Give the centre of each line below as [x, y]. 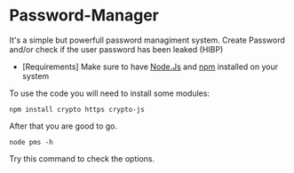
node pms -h [31, 142]
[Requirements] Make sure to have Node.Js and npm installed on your [150, 67]
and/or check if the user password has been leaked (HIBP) [116, 49]
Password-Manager [84, 16]
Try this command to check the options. [82, 158]
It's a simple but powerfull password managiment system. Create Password [147, 40]
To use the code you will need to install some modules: [110, 93]
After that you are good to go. [64, 126]
